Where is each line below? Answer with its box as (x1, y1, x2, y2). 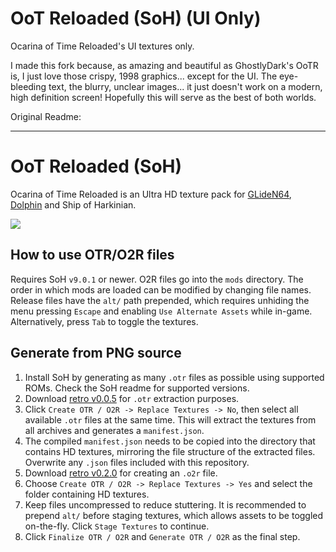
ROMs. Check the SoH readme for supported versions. (24, 382, 250, 394)
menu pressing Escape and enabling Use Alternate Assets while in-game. (10, 305, 313, 317)
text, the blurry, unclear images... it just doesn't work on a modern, (48, 80, 323, 92)
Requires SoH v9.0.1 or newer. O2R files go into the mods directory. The (10, 273, 304, 285)
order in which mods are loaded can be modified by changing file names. (10, 283, 312, 296)
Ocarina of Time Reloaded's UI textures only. (10, 40, 195, 52)
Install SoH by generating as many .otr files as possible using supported (24, 371, 325, 383)
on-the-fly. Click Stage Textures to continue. (24, 520, 210, 532)
